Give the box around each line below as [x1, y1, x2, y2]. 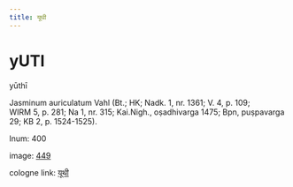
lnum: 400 [9, 133, 47, 144]
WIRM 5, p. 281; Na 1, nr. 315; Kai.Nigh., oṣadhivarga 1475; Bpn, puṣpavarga [9, 107, 285, 117]
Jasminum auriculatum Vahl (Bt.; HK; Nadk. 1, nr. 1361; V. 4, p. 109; [9, 97, 251, 108]
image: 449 [9, 150, 51, 161]
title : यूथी [9, 12, 47, 22]
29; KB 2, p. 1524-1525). [9, 116, 97, 126]
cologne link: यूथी [9, 167, 69, 177]
